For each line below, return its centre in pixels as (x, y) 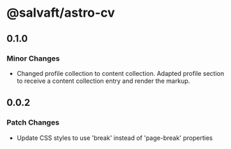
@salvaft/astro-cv (61, 13)
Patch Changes (33, 123)
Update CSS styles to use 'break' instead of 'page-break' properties (115, 138)
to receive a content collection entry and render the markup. (103, 81)
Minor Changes (33, 58)
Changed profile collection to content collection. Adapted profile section (120, 73)
